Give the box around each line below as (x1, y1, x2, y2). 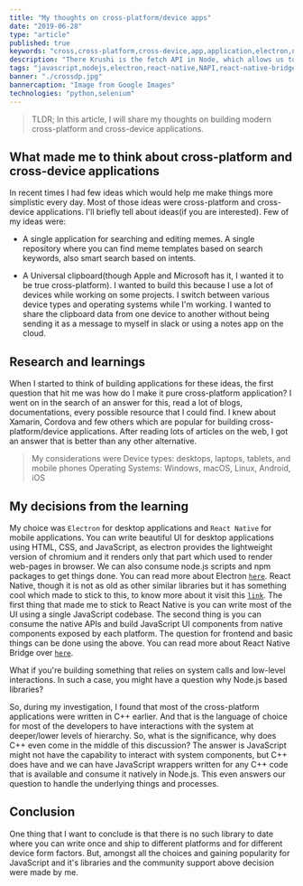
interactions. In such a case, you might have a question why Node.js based (9, 674, 288, 685)
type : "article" (9, 30, 70, 39)
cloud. (22, 328, 47, 339)
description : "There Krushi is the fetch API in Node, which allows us (9, 55, 284, 64)
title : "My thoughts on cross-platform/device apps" (9, 13, 212, 23)
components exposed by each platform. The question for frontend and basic (9, 628, 294, 639)
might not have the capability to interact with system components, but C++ (9, 749, 288, 760)
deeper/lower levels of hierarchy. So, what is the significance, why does (9, 730, 277, 741)
